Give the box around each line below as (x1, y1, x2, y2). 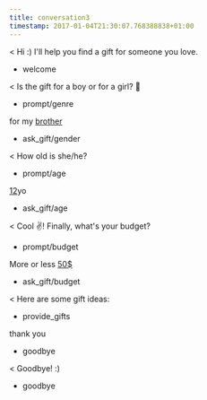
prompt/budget (22, 241, 79, 252)
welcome (22, 64, 56, 74)
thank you (9, 328, 47, 339)
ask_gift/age (22, 203, 69, 213)
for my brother (9, 116, 63, 126)
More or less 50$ (9, 258, 73, 269)
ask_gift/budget (22, 275, 81, 287)
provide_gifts (22, 310, 71, 321)
